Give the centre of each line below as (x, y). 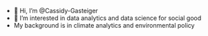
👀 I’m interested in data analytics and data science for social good (107, 18)
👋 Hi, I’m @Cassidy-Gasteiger (56, 11)
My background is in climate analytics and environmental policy (104, 25)
